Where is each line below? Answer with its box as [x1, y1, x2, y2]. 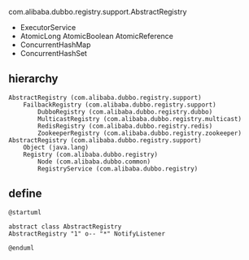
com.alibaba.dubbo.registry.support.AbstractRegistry [8, 7, 187, 16]
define [8, 187, 42, 201]
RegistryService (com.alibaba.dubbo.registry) [37, 164, 199, 173]
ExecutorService [20, 23, 76, 32]
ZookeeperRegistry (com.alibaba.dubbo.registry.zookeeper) [37, 129, 242, 137]
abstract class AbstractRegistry [8, 223, 122, 231]
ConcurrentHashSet [20, 49, 88, 58]
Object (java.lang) [23, 143, 90, 151]
